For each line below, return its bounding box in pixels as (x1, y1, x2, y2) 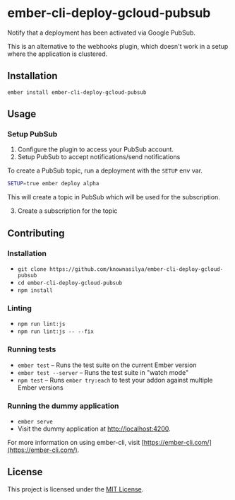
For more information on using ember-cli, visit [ (7, 438, 145, 446)
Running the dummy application (7, 401, 119, 411)
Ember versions (17, 383, 64, 392)
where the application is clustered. (7, 50, 108, 58)
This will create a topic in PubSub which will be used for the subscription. (7, 193, 220, 202)
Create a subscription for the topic (17, 207, 118, 215)
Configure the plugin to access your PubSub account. (17, 145, 174, 153)
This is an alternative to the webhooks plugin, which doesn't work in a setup (7, 42, 229, 50)
